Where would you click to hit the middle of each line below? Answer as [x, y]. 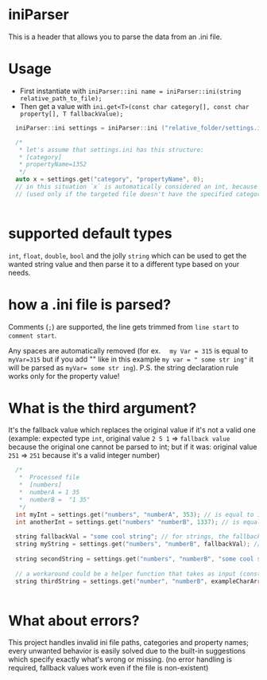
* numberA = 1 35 [49, 492]
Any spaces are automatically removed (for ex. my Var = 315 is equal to [128, 350]
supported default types [90, 233]
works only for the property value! [64, 376]
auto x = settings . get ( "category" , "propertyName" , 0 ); [110, 180]
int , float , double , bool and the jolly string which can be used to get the [128, 256]
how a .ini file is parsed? [90, 305]
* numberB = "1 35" [54, 499]
